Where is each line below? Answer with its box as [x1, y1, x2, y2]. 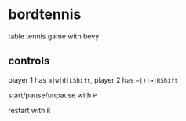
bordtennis [8, 5, 82, 24]
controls [8, 54, 50, 68]
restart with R [8, 105, 51, 115]
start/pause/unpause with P [8, 90, 97, 100]
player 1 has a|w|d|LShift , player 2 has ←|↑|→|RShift [8, 75, 178, 84]
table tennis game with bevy [8, 31, 100, 41]
